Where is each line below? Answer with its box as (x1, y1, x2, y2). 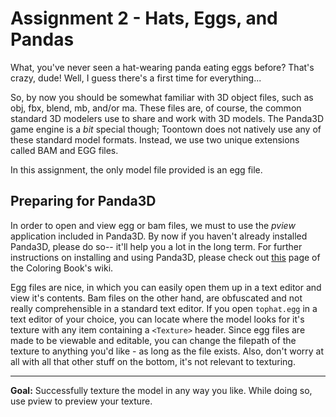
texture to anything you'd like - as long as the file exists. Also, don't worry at (10, 345, 325, 357)
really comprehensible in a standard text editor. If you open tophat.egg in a (10, 302, 318, 314)
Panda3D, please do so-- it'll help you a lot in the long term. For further (10, 240, 303, 252)
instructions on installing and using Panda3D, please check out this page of (10, 251, 321, 263)
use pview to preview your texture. (10, 395, 153, 407)
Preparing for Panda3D (10, 193, 157, 210)
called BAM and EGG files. (10, 144, 119, 156)
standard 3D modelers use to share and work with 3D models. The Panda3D (10, 112, 325, 124)
